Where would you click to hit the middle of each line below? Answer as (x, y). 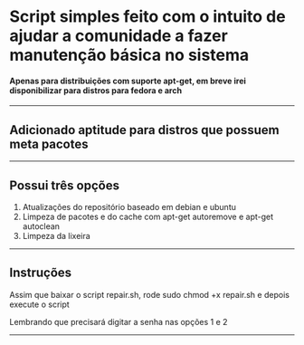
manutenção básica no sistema (129, 55)
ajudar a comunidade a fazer (119, 36)
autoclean (41, 226)
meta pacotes (49, 144)
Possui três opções (65, 185)
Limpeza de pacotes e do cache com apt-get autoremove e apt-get (148, 217)
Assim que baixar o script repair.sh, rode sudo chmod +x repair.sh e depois (149, 294)
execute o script (39, 304)
